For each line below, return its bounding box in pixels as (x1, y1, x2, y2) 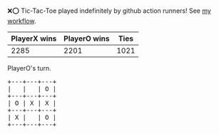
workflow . (7, 17, 36, 25)
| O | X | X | (7, 99, 57, 107)
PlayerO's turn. (7, 64, 51, 72)
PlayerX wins (11, 33, 57, 43)
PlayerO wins (63, 33, 110, 43)
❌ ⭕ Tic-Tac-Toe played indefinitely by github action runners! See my (7, 6, 212, 15)
